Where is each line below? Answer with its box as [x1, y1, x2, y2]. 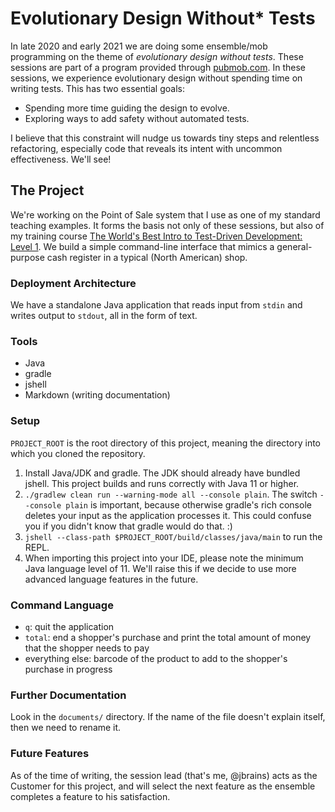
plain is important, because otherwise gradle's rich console [65, 498, 312, 511]
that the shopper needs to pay [24, 642, 150, 654]
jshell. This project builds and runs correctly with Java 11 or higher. [24, 477, 300, 489]
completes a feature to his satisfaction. [10, 790, 171, 802]
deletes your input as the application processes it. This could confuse [24, 509, 312, 521]
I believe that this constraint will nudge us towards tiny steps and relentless [10, 132, 320, 144]
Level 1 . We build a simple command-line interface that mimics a [10, 240, 275, 252]
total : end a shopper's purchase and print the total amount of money [24, 631, 312, 643]
